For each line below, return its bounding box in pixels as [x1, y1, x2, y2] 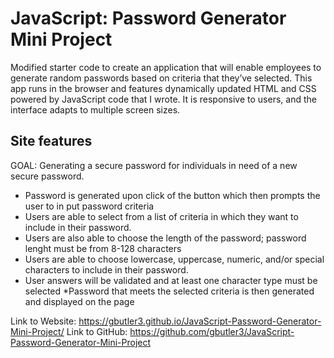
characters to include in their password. [24, 263, 189, 276]
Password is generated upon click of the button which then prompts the [24, 189, 321, 201]
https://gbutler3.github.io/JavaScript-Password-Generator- [78, 315, 322, 327]
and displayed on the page [24, 295, 135, 307]
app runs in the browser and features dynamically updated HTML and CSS [10, 82, 317, 94]
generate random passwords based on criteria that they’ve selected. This [10, 72, 313, 84]
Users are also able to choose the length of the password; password [24, 232, 307, 244]
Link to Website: [10, 315, 77, 327]
